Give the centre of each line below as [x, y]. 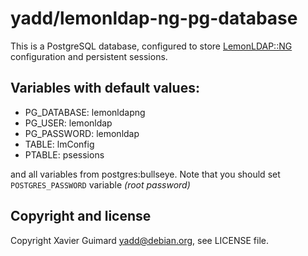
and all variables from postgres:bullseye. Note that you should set [145, 174]
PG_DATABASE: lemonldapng [85, 112]
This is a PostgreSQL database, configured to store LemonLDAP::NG [151, 46]
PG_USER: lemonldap [68, 123]
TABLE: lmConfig [59, 144]
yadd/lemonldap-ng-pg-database [154, 18]
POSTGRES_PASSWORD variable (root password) [100, 184]
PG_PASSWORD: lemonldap [82, 133]
